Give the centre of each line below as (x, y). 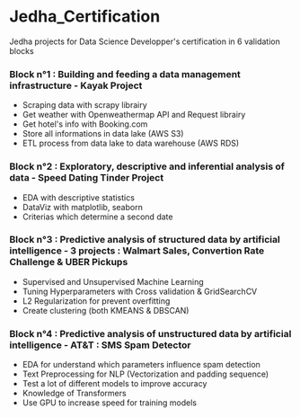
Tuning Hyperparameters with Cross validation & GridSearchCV (140, 291)
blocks (22, 50)
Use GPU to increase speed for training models (110, 403)
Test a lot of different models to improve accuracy (115, 384)
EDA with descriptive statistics (78, 197)
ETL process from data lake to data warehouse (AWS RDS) (131, 143)
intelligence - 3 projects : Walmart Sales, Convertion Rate (137, 251)
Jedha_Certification (85, 17)
